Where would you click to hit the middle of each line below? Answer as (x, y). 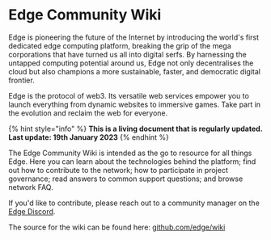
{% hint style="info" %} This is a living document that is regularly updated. (135, 128)
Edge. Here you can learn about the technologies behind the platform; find (132, 161)
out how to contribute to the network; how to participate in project (118, 170)
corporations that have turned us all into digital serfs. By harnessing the (127, 54)
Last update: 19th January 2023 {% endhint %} (89, 137)
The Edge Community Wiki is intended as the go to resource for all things (130, 153)
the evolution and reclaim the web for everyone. (88, 113)
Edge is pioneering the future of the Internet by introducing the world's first (134, 37)
